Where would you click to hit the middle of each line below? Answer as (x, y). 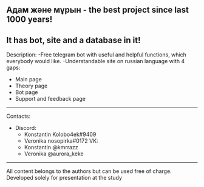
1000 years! (29, 20)
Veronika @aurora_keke (54, 154)
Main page (29, 80)
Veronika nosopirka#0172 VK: (61, 141)
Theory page (31, 86)
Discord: (25, 128)
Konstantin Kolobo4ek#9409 (60, 134)
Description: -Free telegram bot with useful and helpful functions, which (97, 55)
